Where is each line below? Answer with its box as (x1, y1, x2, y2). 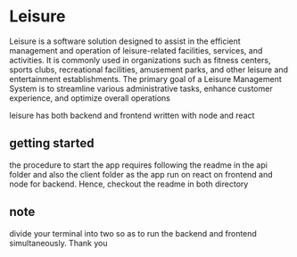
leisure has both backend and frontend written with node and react (9, 110, 255, 120)
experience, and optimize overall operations (9, 92, 171, 104)
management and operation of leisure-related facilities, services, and (9, 45, 263, 55)
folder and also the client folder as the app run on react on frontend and (9, 169, 274, 179)
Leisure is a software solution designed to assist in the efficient (9, 36, 241, 46)
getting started (9, 136, 95, 151)
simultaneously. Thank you (9, 237, 108, 248)
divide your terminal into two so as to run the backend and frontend (9, 228, 257, 238)
